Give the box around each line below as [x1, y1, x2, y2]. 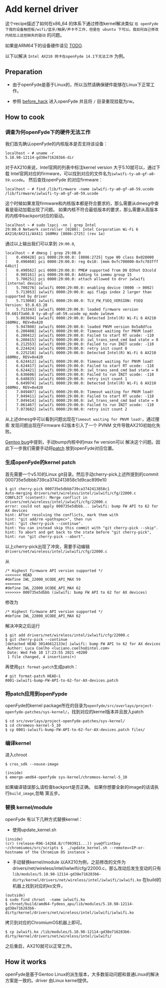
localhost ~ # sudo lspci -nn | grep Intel [5, 223, 97, 228]
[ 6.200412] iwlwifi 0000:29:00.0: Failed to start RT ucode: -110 [5, 333, 154, 338]
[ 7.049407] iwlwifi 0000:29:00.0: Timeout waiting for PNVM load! [5, 389, 154, 395]
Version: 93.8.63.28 [5, 303, 48, 308]
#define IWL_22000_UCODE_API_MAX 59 [5, 577, 81, 582]
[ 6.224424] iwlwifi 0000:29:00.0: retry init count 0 [5, 346, 127, 351]
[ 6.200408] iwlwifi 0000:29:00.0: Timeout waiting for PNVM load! [5, 329, 154, 334]
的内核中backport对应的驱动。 [5, 213, 67, 219]
